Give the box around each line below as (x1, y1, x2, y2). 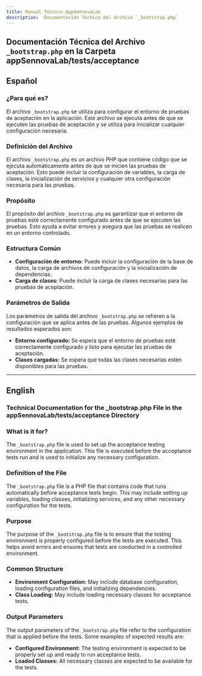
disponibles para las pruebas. (14, 362, 88, 369)
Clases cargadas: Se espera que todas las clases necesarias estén (14, 356, 182, 363)
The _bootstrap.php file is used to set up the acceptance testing (6, 441, 165, 448)
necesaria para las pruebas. (6, 181, 75, 189)
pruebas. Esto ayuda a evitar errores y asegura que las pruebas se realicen (6, 223, 192, 230)
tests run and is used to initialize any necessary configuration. (6, 454, 160, 461)
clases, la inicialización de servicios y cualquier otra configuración (6, 175, 171, 182)
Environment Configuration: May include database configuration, (14, 578, 179, 586)
